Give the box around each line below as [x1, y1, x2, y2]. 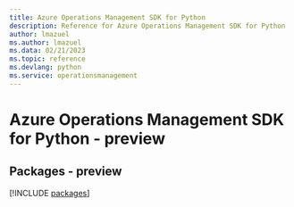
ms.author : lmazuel [9, 37, 82, 47]
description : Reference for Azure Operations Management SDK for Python [9, 21, 286, 30]
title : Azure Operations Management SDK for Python [9, 12, 206, 22]
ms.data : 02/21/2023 [9, 46, 87, 55]
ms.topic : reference [9, 54, 87, 63]
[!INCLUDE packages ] [9, 187, 90, 198]
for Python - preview [9, 128, 165, 148]
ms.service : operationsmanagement [9, 71, 139, 80]
